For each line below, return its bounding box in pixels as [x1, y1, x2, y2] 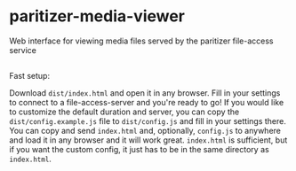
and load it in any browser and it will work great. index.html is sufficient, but [9, 135, 288, 145]
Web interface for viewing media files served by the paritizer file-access [9, 35, 274, 46]
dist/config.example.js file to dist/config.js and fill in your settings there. [9, 116, 287, 127]
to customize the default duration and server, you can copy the [9, 106, 240, 117]
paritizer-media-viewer [9, 6, 185, 27]
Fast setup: [9, 71, 51, 82]
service [9, 44, 37, 55]
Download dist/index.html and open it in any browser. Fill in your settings [9, 88, 281, 98]
